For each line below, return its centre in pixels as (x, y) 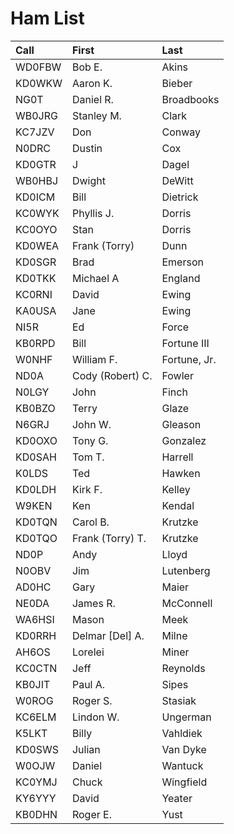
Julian (86, 749)
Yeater (177, 798)
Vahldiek (182, 733)
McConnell (187, 603)
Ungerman (186, 717)
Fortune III (185, 343)
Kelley (176, 489)
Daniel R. (92, 99)
